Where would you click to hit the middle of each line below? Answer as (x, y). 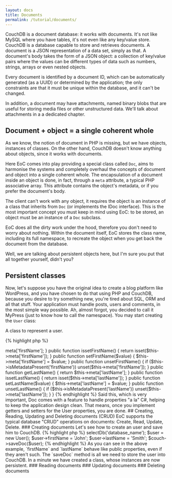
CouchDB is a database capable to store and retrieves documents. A (78, 45)
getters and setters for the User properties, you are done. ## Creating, (80, 411)
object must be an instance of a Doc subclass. (53, 218)
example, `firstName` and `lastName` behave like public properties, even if (84, 449)
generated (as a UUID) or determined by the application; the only (74, 82)
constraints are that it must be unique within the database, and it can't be (83, 88)
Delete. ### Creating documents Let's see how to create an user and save (84, 427)
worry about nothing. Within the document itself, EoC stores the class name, (86, 233)
